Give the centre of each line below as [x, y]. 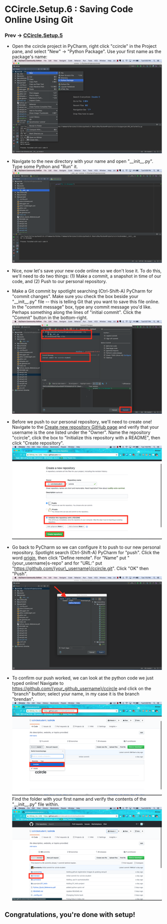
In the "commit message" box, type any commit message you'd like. [82, 307]
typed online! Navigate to [38, 683]
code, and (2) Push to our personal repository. [59, 281]
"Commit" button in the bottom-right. [50, 317]
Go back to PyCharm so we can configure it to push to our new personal [86, 547]
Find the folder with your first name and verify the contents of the [79, 799]
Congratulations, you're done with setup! [70, 915]
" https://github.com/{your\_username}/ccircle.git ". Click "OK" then [80, 568]
